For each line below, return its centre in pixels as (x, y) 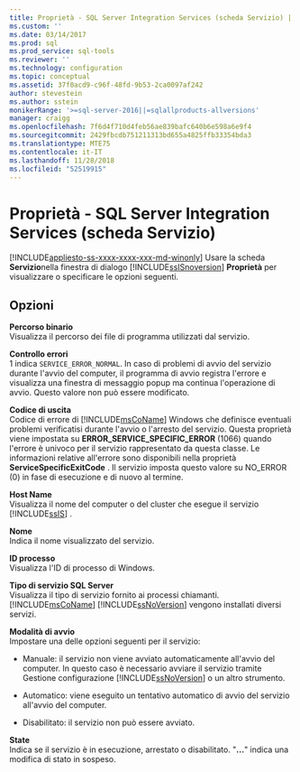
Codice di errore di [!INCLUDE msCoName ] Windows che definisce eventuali (150, 420)
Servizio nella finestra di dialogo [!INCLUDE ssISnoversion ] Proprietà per (143, 267)
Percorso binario (41, 327)
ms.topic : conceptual (50, 77)
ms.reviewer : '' (40, 60)
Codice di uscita (41, 410)
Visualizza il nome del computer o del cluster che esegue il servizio (134, 504)
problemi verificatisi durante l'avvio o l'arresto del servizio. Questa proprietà (150, 429)
